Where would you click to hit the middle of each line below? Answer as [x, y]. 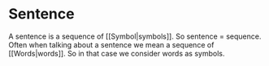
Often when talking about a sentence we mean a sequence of [111, 44]
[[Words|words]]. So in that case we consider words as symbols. [117, 53]
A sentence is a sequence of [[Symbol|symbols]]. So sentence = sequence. [135, 36]
